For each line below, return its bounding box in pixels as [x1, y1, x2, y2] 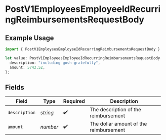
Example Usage [5, 34, 54, 42]
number [40, 124, 59, 131]
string [40, 109, 54, 116]
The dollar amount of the [89, 120, 147, 127]
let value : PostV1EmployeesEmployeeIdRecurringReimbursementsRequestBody [5, 55, 161, 60]
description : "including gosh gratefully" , [9, 60, 100, 65]
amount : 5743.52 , [9, 65, 45, 70]
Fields [5, 83, 25, 92]
